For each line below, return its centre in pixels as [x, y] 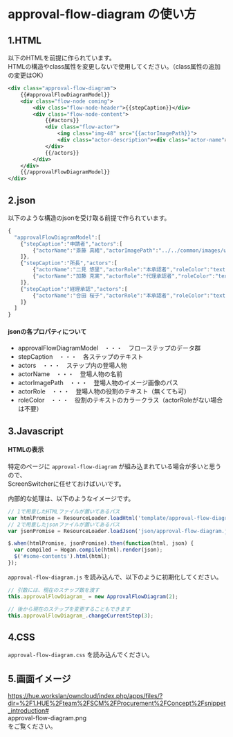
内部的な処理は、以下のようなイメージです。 [71, 498]
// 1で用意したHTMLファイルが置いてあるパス [64, 511]
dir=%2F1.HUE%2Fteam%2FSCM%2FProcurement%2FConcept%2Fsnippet [117, 703]
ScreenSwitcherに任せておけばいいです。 [66, 484]
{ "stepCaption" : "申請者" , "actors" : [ [72, 244]
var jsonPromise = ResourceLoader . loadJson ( [73, 531]
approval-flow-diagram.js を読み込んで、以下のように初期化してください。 [115, 577]
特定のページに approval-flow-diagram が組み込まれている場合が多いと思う [115, 466]
